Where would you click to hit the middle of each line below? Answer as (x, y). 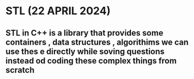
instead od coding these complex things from (91, 61)
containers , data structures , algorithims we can (97, 42)
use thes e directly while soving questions (85, 51)
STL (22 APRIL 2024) (58, 11)
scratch (20, 70)
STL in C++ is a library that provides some (85, 33)
